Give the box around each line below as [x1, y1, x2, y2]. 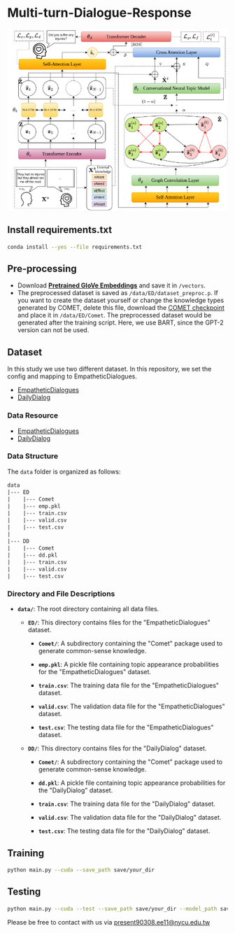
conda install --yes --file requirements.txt [7, 243, 142, 250]
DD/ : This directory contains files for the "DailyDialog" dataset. [27, 744, 207, 753]
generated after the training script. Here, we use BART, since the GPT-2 [17, 318, 224, 327]
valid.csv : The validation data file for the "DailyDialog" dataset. [38, 813, 222, 822]
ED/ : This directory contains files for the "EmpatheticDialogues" [27, 618, 211, 627]
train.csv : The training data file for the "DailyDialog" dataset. [38, 799, 215, 809]
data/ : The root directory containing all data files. [17, 605, 159, 613]
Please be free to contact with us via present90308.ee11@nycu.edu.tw [7, 918, 211, 926]
